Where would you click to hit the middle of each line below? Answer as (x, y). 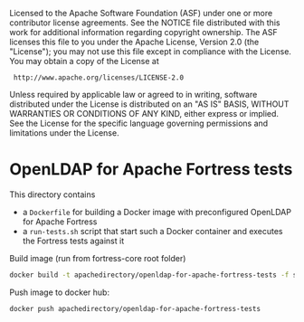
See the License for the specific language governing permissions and (139, 123)
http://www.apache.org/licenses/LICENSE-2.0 (98, 78)
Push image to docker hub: (60, 292)
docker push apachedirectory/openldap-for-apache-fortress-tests (135, 308)
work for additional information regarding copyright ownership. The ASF (143, 32)
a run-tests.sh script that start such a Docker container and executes (152, 231)
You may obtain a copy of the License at (85, 61)
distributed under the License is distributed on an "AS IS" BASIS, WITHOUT (149, 104)
